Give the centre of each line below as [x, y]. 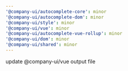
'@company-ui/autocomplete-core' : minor [56, 12]
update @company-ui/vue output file [51, 61]
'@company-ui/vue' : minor [37, 28]
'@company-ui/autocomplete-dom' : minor [55, 17]
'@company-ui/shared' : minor [41, 45]
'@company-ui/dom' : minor [37, 39]
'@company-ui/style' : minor [40, 22]
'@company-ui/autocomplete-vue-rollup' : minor [64, 34]
